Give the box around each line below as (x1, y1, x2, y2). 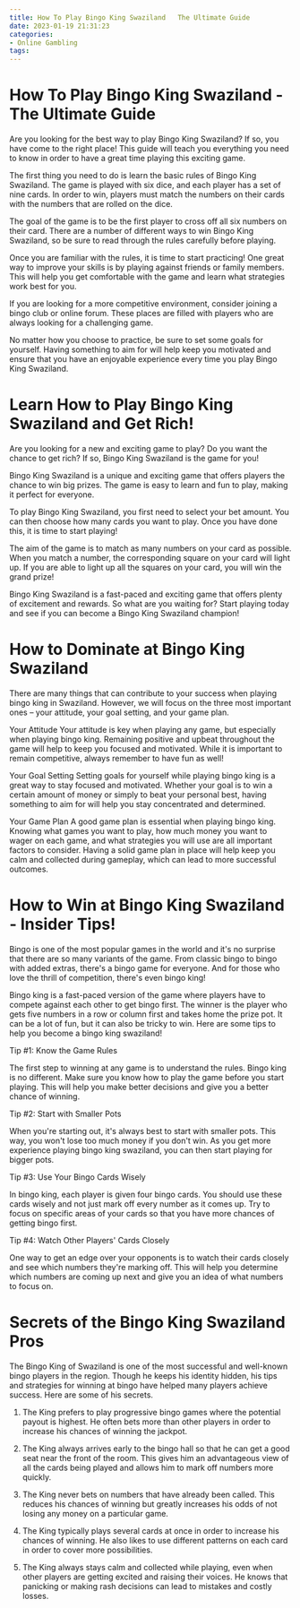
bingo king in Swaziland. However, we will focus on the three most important (9, 697, 292, 708)
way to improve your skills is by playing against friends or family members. (9, 262, 285, 273)
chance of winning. (9, 1090, 81, 1102)
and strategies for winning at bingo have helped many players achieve (9, 1380, 269, 1390)
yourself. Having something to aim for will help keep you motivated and (9, 344, 271, 355)
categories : (9, 30, 54, 39)
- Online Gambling (9, 38, 78, 47)
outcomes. (9, 864, 49, 874)
